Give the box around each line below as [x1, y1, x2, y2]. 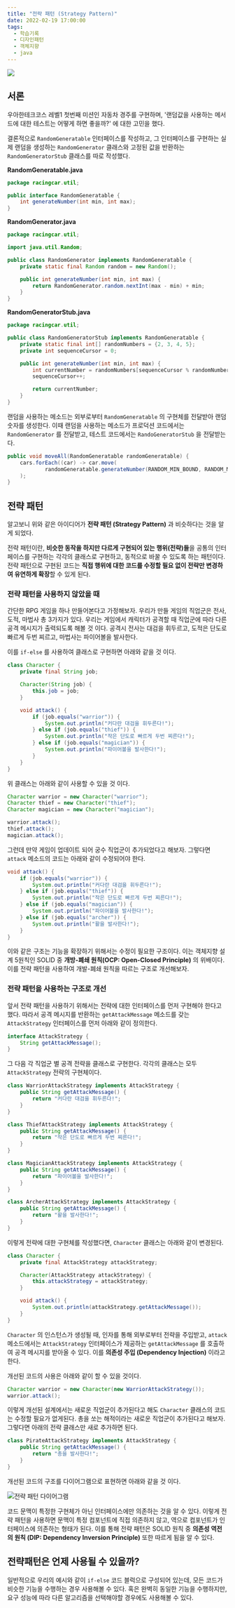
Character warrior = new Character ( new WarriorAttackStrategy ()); [7, 1385, 205, 1392]
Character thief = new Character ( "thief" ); [7, 800, 136, 807]
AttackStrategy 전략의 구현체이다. [7, 1068, 102, 1076]
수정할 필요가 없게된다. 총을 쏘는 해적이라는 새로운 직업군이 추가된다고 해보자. [14, 1414, 226, 1423]
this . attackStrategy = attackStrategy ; [32, 1278, 149, 1285]
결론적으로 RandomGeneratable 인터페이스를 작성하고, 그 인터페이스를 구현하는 [7, 134, 220, 143]
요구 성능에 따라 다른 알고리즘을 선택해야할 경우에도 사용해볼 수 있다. [7, 1593, 194, 1602]
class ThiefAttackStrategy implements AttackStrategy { [7, 1121, 173, 1128]
